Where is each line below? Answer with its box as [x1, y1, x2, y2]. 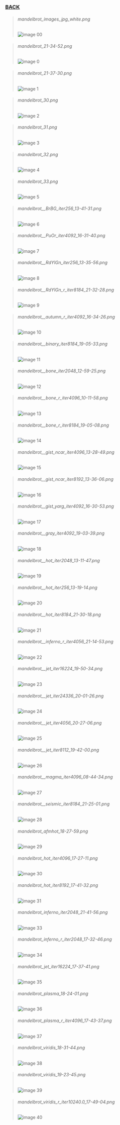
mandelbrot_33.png [17, 178, 58, 184]
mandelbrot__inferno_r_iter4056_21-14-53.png [17, 639, 114, 645]
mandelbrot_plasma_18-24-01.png [17, 990, 89, 996]
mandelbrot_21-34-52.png [17, 43, 72, 49]
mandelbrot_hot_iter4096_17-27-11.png [17, 855, 98, 861]
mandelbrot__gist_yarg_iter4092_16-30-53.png [17, 503, 114, 509]
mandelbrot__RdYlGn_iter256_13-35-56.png [17, 260, 108, 266]
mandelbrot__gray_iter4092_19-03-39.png [17, 530, 105, 536]
